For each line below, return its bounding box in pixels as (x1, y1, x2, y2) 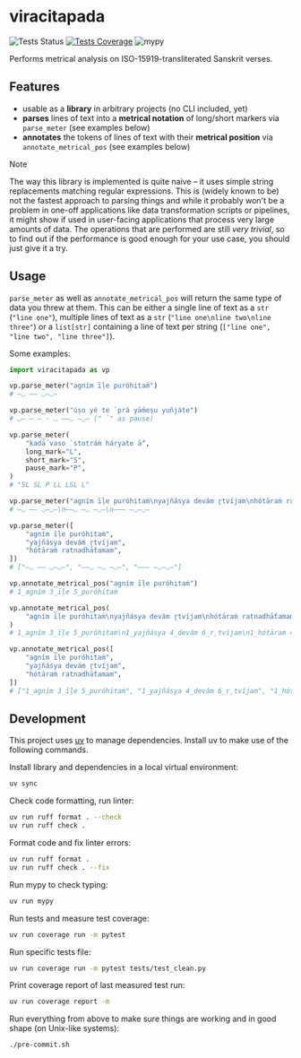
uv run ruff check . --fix (9, 863, 110, 872)
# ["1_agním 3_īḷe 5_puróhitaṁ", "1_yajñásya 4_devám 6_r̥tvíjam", (9, 686, 267, 696)
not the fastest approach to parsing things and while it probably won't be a (9, 195, 285, 205)
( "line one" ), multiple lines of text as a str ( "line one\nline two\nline (9, 311, 271, 322)
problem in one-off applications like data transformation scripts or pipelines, (9, 204, 290, 215)
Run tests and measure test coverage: (9, 913, 150, 924)
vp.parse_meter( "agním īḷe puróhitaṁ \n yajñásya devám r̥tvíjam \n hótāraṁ (9, 497, 282, 506)
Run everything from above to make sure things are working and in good (9, 1013, 277, 1024)
